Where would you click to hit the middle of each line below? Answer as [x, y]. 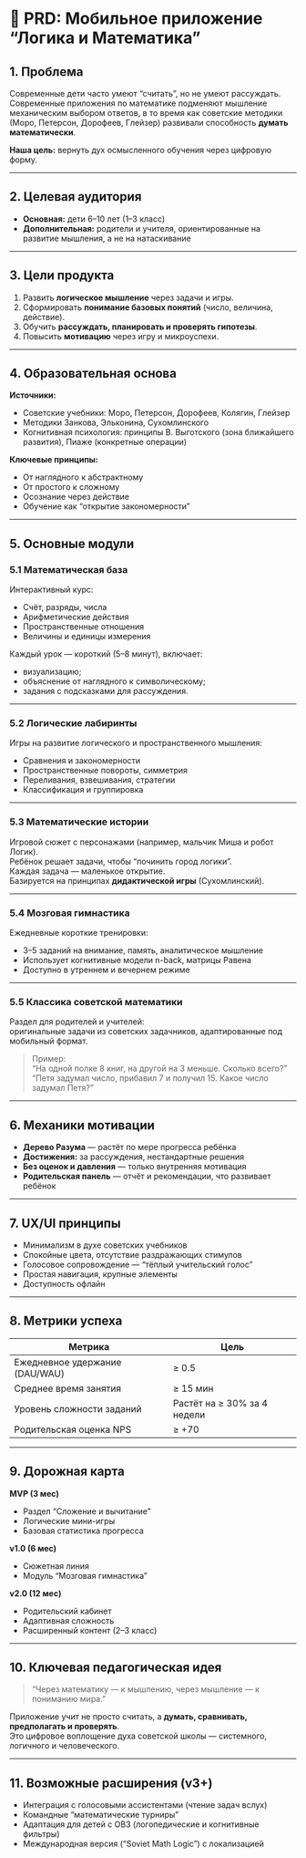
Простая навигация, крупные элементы [100, 1274]
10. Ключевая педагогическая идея [116, 1667]
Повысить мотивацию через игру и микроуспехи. [121, 336]
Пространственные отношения [83, 627]
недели [189, 1415]
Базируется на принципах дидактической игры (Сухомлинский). [137, 880]
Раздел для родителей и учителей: [77, 1022]
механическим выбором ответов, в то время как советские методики [146, 113]
